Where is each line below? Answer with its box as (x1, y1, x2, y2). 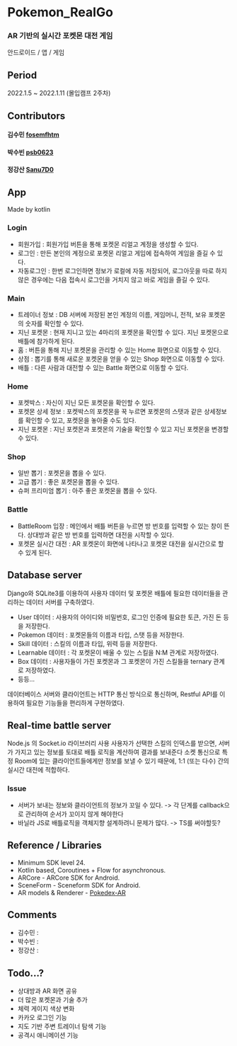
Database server (7, 569, 83, 581)
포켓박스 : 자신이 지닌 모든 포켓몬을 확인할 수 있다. (17, 398, 156, 407)
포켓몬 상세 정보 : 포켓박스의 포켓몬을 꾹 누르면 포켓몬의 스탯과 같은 (17, 408, 203, 416)
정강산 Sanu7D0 (7, 166, 54, 174)
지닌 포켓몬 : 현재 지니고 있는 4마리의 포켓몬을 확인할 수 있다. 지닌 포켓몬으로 (17, 328, 229, 336)
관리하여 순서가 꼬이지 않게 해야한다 (25, 810, 124, 818)
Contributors (7, 110, 66, 122)
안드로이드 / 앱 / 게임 (7, 48, 65, 57)
